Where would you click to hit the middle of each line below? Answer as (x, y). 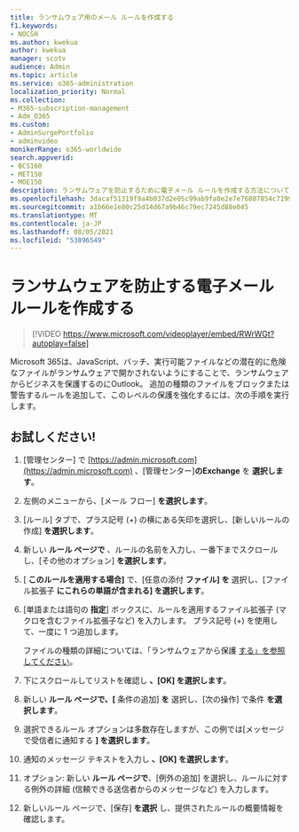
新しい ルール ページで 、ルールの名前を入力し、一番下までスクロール (150, 549)
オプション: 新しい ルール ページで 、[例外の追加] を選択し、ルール (144, 778)
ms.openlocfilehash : (48, 199)
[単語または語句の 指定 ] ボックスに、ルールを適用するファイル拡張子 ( (151, 609)
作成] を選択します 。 (60, 530)
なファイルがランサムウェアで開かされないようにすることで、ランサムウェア (149, 373)
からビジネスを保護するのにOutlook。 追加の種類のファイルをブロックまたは (150, 384)
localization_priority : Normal (68, 91)
